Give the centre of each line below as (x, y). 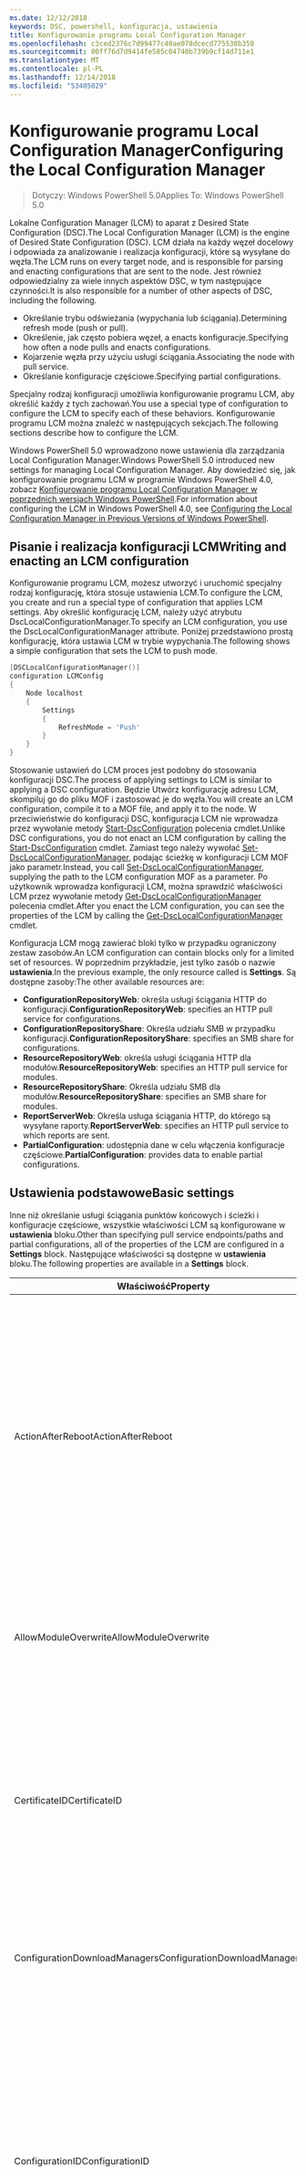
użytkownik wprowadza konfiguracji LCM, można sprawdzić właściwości (146, 886)
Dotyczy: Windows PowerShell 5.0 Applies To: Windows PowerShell (158, 195)
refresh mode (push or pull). (76, 327)
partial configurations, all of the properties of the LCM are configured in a (147, 1244)
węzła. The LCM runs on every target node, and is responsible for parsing (147, 261)
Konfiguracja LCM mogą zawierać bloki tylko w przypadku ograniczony (143, 943)
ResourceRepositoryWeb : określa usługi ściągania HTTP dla (137, 1057)
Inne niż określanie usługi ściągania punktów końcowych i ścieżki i (134, 1214)
